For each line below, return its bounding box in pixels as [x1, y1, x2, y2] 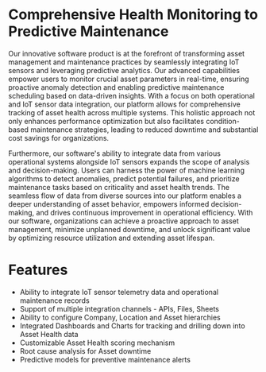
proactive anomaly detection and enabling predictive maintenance [8, 82, 225, 92]
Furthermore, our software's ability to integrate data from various [8, 149, 221, 158]
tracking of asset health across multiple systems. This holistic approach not [8, 107, 256, 117]
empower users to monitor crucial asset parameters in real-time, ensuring [8, 74, 249, 83]
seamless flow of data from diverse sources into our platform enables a [8, 191, 242, 200]
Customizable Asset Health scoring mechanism [19, 338, 175, 347]
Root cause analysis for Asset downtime [19, 346, 152, 355]
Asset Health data [19, 329, 79, 339]
